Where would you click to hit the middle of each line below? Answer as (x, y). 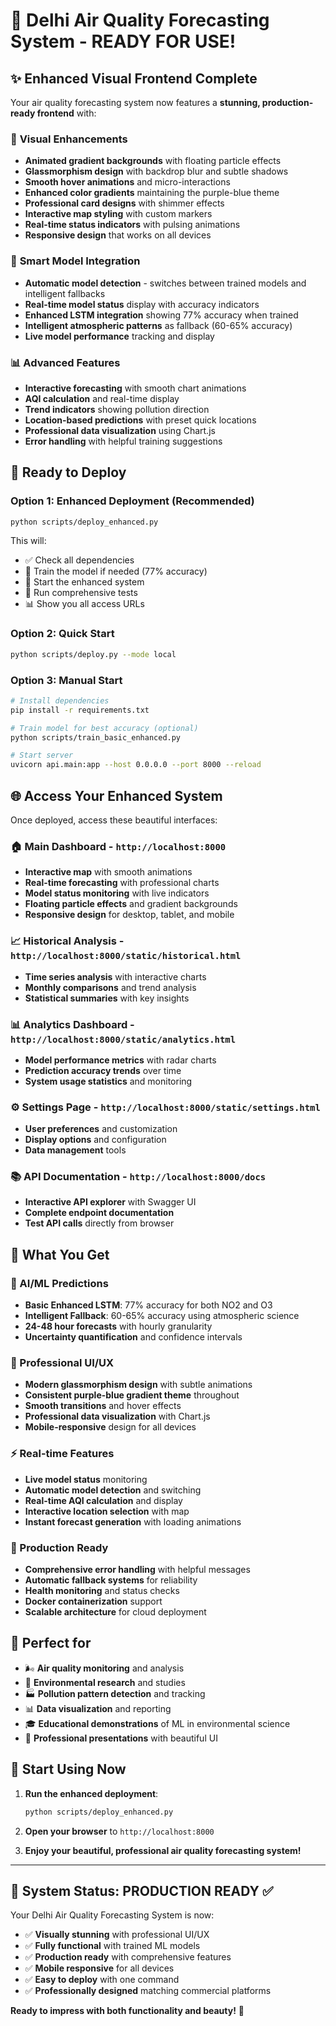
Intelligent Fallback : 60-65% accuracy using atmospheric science (162, 1316)
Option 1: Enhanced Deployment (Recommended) (132, 501)
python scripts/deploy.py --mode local (93, 654)
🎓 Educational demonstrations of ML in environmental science (157, 1723)
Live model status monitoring (86, 1479)
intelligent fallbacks (65, 293)
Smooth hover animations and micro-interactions (127, 182)
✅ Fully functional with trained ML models (112, 1946)
